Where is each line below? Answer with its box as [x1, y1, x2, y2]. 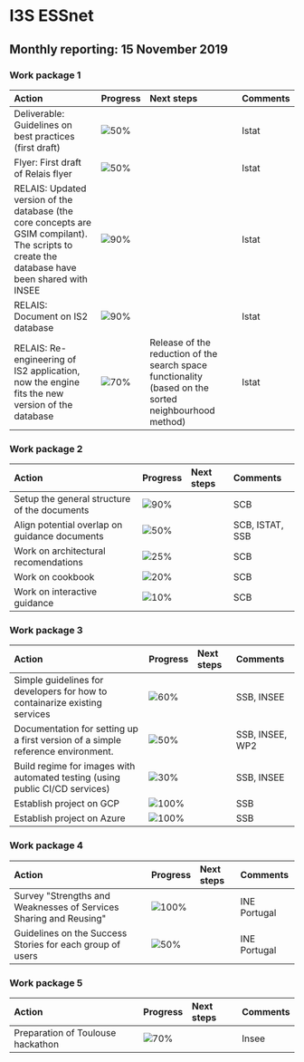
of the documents [14, 504, 90, 517]
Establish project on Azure [14, 812, 126, 825]
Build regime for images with [14, 760, 136, 773]
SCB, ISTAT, [233, 518, 284, 531]
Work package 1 [9, 69, 81, 82]
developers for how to [14, 685, 108, 698]
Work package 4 [9, 839, 84, 852]
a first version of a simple [14, 734, 122, 747]
